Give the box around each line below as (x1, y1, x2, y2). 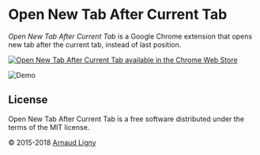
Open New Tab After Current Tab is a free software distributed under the (8, 114, 245, 124)
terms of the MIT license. (8, 122, 90, 131)
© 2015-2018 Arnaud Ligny (8, 138, 96, 147)
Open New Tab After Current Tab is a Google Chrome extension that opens (8, 31, 253, 41)
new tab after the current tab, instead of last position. (8, 39, 182, 49)
